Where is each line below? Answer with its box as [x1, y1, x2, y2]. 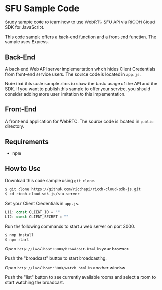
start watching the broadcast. [5, 279, 64, 286]
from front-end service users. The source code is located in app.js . [5, 71, 141, 77]
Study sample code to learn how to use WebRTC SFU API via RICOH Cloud [5, 19, 155, 25]
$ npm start [5, 237, 29, 242]
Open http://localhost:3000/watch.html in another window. [5, 265, 127, 271]
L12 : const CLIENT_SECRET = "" [5, 214, 69, 219]
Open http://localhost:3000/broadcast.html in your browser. [5, 246, 130, 252]
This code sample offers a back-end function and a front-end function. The [5, 34, 157, 40]
